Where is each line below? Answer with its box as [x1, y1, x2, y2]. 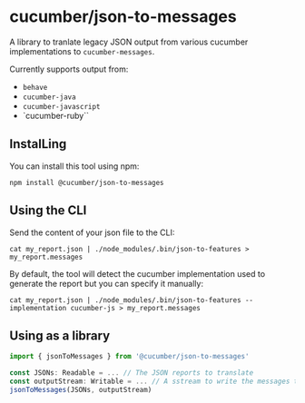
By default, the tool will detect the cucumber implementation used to [9, 268, 266, 279]
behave [22, 83, 48, 92]
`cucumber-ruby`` [22, 110, 89, 121]
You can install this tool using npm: [9, 161, 140, 172]
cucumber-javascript [22, 102, 101, 111]
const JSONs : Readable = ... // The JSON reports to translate [9, 369, 254, 378]
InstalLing [9, 136, 67, 152]
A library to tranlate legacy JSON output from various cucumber [9, 36, 249, 47]
